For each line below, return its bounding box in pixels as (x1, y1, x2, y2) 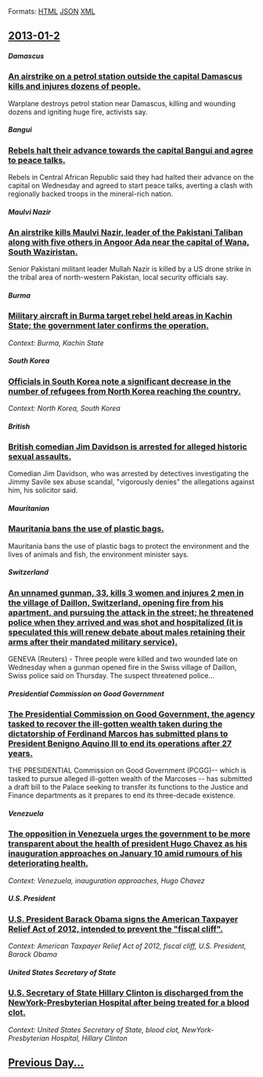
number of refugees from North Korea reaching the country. (8, 385, 241, 396)
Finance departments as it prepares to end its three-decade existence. (8, 790, 236, 800)
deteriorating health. (8, 858, 88, 869)
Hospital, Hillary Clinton (50, 1033, 128, 1042)
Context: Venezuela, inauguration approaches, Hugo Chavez (8, 875, 205, 885)
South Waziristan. (8, 246, 78, 257)
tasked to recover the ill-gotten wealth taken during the (8, 718, 223, 729)
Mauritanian (8, 504, 50, 513)
